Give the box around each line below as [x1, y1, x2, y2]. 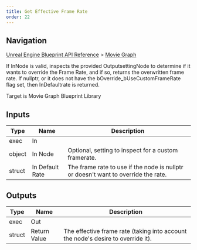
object [9, 150, 26, 158]
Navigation [6, 36, 47, 46]
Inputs [6, 109, 30, 119]
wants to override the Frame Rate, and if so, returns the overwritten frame [6, 69, 185, 76]
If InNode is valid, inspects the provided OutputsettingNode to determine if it [6, 63, 191, 70]
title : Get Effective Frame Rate [6, 8, 88, 15]
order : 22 [6, 14, 30, 20]
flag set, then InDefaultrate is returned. [6, 81, 100, 88]
